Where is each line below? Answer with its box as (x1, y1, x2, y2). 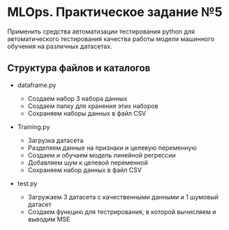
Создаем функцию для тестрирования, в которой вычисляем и (27, 207, 216, 216)
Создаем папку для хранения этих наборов (27, 102, 158, 110)
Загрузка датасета (27, 136, 84, 144)
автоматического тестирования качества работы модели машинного (7, 34, 215, 43)
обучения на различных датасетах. (7, 42, 113, 50)
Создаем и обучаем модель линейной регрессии (27, 151, 176, 159)
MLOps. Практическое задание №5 (7, 4, 223, 20)
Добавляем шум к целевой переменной (27, 158, 148, 167)
